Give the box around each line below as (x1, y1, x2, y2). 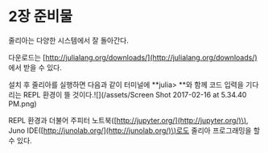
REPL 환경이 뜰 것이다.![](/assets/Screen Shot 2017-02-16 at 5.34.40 (23, 89, 247, 99)
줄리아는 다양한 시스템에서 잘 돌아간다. (8, 35, 129, 45)
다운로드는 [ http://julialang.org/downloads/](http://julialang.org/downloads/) (8, 52, 258, 62)
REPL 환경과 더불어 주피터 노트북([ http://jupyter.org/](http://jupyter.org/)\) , (8, 115, 249, 125)
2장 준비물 (8, 7, 73, 26)
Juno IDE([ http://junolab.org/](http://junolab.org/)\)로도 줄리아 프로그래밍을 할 (8, 126, 261, 135)
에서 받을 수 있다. (8, 62, 63, 72)
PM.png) (8, 98, 38, 109)
